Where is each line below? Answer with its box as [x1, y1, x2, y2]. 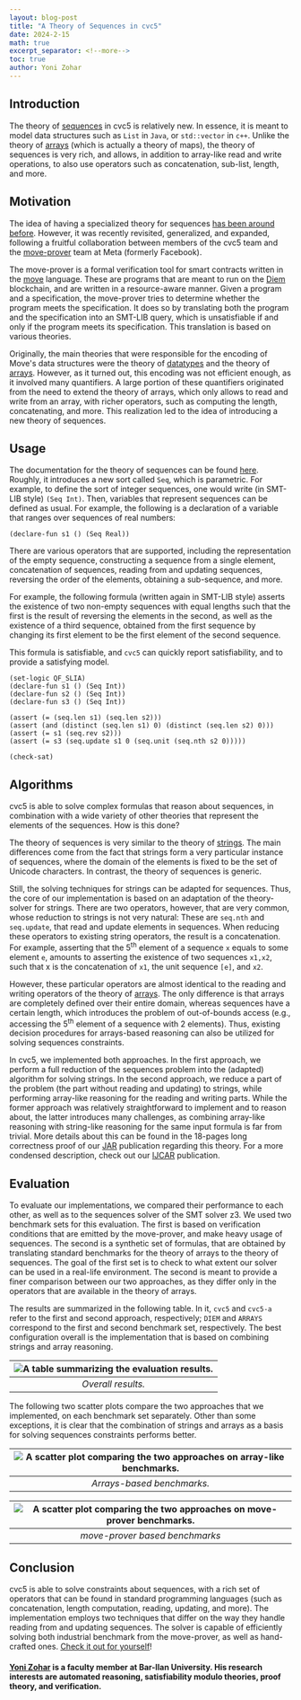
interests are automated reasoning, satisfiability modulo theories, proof [9, 1671, 281, 1682]
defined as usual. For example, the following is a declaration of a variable [9, 503, 279, 514]
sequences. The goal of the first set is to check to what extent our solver [9, 1257, 278, 1268]
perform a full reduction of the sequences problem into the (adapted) [9, 1064, 264, 1075]
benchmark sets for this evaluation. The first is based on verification [9, 1219, 262, 1230]
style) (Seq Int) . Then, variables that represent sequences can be [22, 493, 269, 504]
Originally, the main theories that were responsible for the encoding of [9, 348, 268, 359]
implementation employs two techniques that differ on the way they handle [9, 1613, 286, 1624]
